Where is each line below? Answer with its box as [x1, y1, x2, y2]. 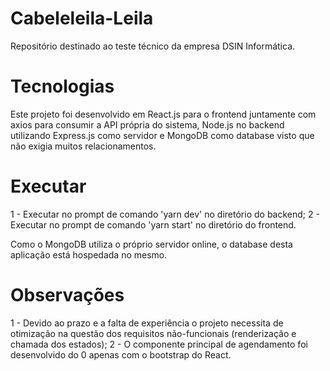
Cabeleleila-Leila [10, 7, 154, 30]
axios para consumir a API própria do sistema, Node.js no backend [10, 118, 285, 131]
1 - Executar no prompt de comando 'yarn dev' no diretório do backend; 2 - [10, 208, 320, 220]
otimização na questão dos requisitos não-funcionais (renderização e [10, 327, 297, 339]
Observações [10, 284, 125, 306]
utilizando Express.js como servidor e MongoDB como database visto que [10, 129, 315, 141]
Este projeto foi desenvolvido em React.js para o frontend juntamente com [10, 108, 317, 120]
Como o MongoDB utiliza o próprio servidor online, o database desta [10, 238, 293, 250]
